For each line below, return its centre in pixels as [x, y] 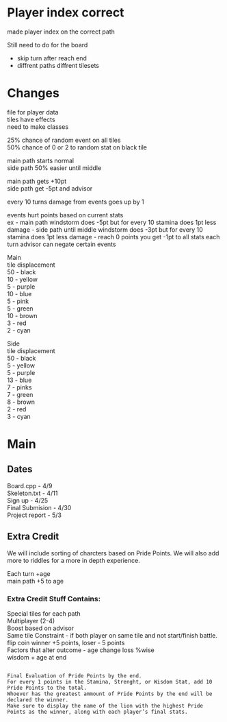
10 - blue [19, 293]
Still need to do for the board [48, 45]
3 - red [17, 323]
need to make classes [38, 127]
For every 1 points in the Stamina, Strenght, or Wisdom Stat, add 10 [110, 682]
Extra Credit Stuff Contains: [54, 599]
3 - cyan [19, 416]
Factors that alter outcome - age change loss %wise [81, 650]
